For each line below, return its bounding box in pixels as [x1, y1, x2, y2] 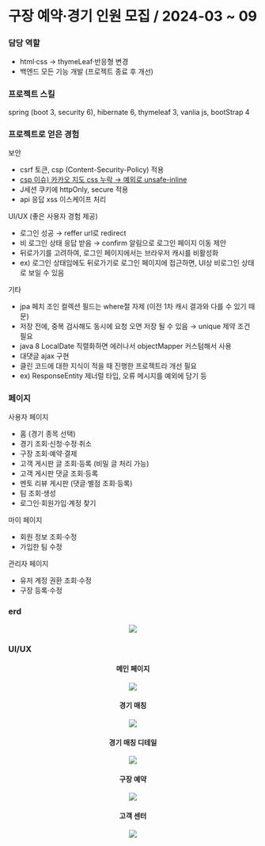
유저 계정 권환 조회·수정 [19, 576, 93, 585]
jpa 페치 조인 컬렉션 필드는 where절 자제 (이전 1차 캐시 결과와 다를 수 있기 [19, 302, 247, 312]
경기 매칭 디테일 [108, 737, 157, 747]
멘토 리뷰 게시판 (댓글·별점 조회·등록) [19, 479, 133, 488]
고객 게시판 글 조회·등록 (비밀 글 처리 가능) [19, 459, 150, 469]
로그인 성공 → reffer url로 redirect [19, 228, 127, 238]
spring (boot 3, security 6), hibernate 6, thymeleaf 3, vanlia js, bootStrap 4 [8, 107, 251, 117]
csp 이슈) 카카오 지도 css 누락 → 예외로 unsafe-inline [19, 175, 187, 185]
